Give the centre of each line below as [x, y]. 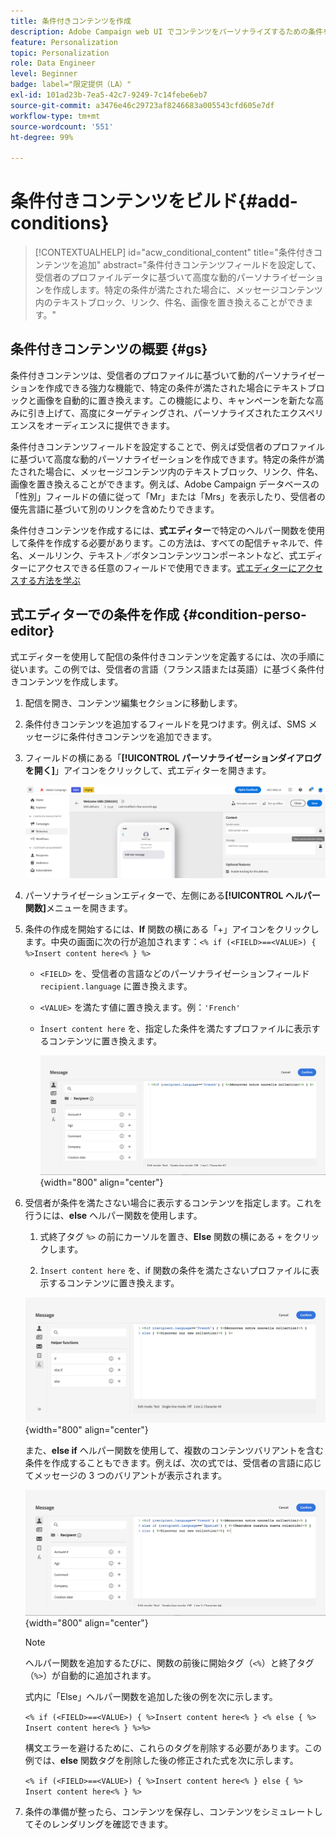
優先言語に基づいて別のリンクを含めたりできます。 [115, 509]
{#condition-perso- [244, 615]
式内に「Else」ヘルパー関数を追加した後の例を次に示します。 [151, 1697]
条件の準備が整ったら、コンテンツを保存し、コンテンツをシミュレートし [173, 1812]
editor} [32, 631]
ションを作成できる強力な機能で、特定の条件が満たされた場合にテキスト [159, 387]
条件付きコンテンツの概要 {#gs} [109, 349]
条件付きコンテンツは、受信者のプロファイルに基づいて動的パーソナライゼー [168, 375]
